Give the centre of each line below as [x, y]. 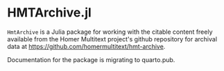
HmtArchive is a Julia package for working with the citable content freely [110, 32]
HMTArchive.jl [49, 13]
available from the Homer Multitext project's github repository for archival [112, 39]
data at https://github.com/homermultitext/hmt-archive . [86, 46]
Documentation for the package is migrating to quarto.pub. [91, 59]
